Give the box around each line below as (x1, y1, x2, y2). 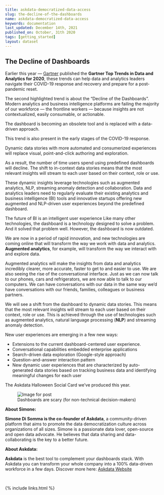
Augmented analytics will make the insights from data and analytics (5, 260, 141, 266)
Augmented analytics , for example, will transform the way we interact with (5, 246, 157, 251)
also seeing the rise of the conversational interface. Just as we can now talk (5, 271, 159, 276)
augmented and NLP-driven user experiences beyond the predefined (5, 200, 144, 206)
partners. (5, 292, 23, 298)
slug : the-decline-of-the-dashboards (5, 12, 82, 17)
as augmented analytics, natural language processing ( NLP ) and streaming (5, 317, 156, 323)
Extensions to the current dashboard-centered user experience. (12, 341, 141, 347)
